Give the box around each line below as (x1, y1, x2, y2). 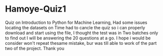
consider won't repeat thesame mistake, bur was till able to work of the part (5, 40, 157, 46)
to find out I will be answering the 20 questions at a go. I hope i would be (5, 35, 151, 41)
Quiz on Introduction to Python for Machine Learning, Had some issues (5, 19, 147, 25)
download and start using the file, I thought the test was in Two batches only (5, 30, 158, 36)
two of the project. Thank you (5, 45, 65, 51)
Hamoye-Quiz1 (5, 3, 67, 15)
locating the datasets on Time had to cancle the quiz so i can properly (5, 24, 145, 30)
